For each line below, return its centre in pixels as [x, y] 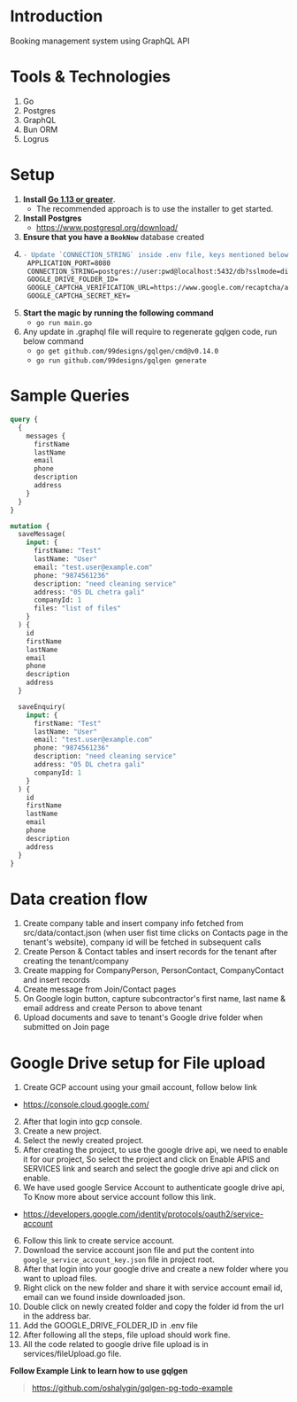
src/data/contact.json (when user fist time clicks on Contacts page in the [155, 933]
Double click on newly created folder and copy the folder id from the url [153, 1307]
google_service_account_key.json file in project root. [118, 1259]
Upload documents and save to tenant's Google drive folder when [143, 1017]
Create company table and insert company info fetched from [133, 923]
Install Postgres [52, 218]
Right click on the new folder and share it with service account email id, [153, 1288]
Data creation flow [79, 899]
